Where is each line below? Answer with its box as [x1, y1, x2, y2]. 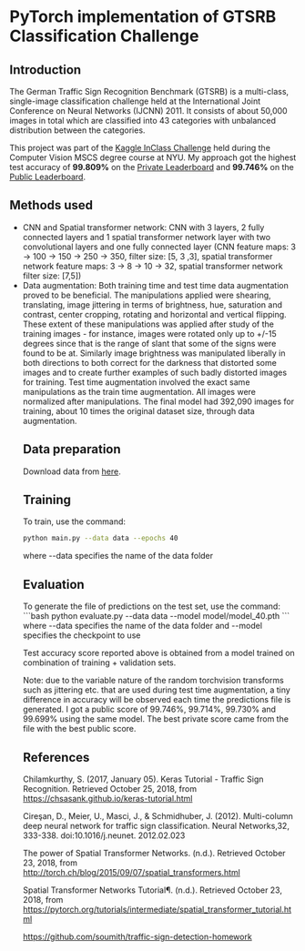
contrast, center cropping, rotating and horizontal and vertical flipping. [22, 309, 287, 319]
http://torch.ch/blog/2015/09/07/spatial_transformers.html [22, 866, 241, 877]
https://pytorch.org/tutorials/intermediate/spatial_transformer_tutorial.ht [22, 904, 292, 915]
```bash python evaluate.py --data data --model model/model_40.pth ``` [22, 611, 290, 622]
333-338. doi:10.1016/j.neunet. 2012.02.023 [22, 830, 186, 841]
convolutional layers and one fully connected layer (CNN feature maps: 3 [22, 241, 296, 252]
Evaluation [22, 576, 85, 592]
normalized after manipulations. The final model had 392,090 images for [22, 396, 294, 407]
